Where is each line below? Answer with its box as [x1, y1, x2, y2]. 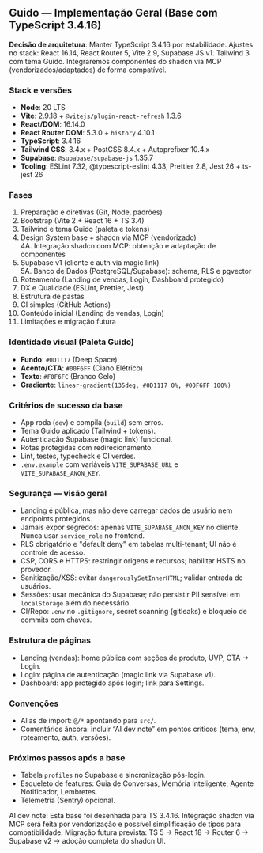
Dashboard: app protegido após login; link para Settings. [20, 678, 205, 688]
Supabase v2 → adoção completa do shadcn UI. [9, 836, 167, 846]
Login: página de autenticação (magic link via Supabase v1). [20, 669, 216, 679]
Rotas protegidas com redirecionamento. [20, 443, 153, 452]
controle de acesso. [20, 548, 85, 557]
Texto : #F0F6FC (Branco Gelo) [20, 371, 116, 381]
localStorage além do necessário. [20, 598, 131, 608]
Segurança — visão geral [9, 487, 107, 499]
